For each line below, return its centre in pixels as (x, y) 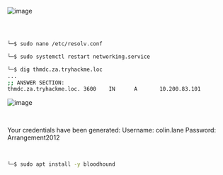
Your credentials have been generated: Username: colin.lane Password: (112, 130)
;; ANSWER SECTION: (36, 83)
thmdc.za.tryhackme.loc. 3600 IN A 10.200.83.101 (104, 89)
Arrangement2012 (34, 137)
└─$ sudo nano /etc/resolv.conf (55, 44)
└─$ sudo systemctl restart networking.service (79, 57)
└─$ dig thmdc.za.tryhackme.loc (55, 69)
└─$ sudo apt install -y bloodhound (61, 164)
